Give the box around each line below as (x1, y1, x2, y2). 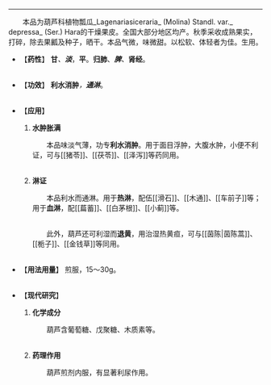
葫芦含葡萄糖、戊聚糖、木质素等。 (46, 324, 160, 334)
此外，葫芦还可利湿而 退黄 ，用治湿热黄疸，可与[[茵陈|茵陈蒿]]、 (46, 229, 257, 238)
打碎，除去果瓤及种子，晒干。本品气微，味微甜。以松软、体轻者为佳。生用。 (8, 37, 263, 47)
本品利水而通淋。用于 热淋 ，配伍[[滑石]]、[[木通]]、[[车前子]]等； (46, 193, 261, 203)
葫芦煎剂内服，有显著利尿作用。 (46, 368, 153, 377)
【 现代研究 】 (19, 291, 63, 299)
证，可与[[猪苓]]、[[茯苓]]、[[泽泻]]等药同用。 (31, 150, 184, 160)
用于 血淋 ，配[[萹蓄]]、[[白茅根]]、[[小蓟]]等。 (31, 203, 184, 212)
